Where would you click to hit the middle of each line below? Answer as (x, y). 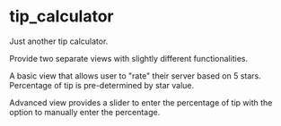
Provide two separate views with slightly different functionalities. (129, 58)
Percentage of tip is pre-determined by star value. (102, 85)
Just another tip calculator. (59, 41)
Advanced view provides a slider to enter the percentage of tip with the (141, 102)
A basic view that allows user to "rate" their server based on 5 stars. (136, 76)
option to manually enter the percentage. (85, 112)
